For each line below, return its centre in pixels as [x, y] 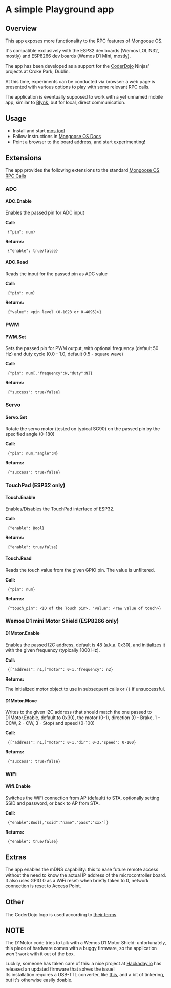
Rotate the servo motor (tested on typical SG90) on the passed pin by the [83, 429]
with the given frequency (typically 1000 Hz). [53, 650]
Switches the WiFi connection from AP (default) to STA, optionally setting [82, 798]
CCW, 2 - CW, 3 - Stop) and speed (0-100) [50, 723]
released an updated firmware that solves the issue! [60, 969]
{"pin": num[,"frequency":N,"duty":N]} [50, 373]
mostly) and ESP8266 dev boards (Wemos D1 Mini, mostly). [68, 56]
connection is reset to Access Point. [43, 886]
